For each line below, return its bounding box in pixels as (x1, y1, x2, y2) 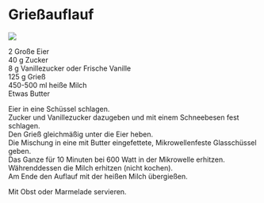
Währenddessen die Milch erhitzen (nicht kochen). (8, 163, 173, 172)
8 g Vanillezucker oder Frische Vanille (8, 63, 132, 73)
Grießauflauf (8, 6, 94, 24)
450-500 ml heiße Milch (8, 80, 87, 90)
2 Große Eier (8, 46, 50, 56)
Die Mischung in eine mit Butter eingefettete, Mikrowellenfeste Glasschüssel (8, 137, 257, 147)
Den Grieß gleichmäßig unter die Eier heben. (8, 129, 153, 139)
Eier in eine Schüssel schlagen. (8, 104, 110, 113)
